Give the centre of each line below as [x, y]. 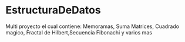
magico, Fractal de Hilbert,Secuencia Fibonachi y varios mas [79, 32]
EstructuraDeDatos [53, 10]
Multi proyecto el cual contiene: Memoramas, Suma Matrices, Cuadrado [92, 26]
